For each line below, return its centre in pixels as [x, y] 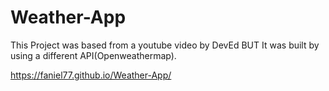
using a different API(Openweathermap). [93, 55]
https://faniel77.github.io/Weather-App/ [91, 75]
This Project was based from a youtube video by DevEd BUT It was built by [165, 45]
